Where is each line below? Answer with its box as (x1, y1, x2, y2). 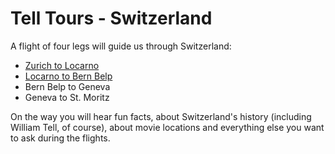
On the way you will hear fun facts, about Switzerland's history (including (10, 110, 312, 122)
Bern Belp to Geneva (24, 80, 111, 92)
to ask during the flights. (10, 132, 111, 144)
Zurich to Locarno (24, 59, 100, 71)
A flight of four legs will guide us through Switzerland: (10, 40, 232, 52)
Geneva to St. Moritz (24, 91, 110, 103)
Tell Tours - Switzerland (10, 7, 213, 30)
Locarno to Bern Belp (24, 70, 113, 82)
